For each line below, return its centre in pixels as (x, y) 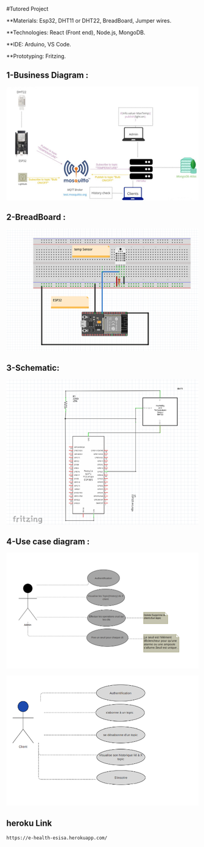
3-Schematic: (33, 368)
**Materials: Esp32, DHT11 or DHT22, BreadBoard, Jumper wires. (89, 20)
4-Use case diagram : (48, 542)
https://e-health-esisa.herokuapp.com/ (57, 838)
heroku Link (29, 823)
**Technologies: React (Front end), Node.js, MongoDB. (76, 32)
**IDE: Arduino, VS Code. (39, 44)
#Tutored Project (27, 9)
